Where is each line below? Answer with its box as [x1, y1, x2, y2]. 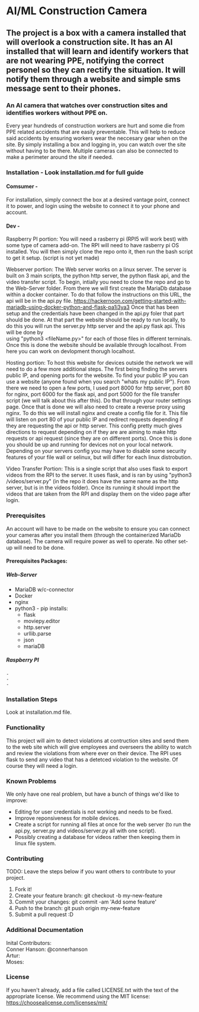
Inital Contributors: [6, 939, 52, 946]
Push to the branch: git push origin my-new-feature [14, 905, 140, 912]
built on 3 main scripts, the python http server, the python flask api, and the [6, 272, 190, 279]
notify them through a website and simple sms [6, 74, 181, 84]
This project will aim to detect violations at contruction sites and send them [6, 737, 190, 744]
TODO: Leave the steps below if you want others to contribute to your [6, 868, 176, 875]
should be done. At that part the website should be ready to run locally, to [6, 316, 186, 324]
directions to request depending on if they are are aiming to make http [6, 429, 177, 436]
